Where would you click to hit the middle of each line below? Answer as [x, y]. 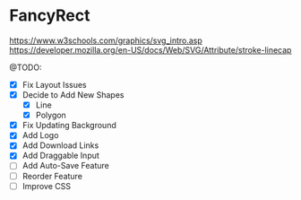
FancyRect [50, 16]
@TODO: [26, 67]
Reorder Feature [52, 176]
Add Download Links [60, 145]
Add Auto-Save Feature [65, 166]
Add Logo [40, 135]
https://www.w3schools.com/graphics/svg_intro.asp [106, 40]
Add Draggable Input [61, 156]
